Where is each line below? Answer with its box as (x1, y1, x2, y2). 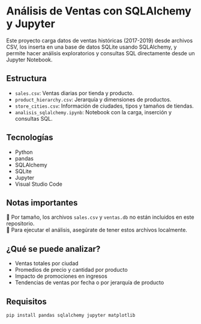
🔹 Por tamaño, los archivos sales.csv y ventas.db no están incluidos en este (6, 213, 194, 221)
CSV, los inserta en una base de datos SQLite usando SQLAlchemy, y (6, 43, 177, 50)
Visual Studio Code (14, 180, 63, 188)
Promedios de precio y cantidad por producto (14, 266, 128, 274)
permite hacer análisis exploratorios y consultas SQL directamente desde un (6, 49, 195, 57)
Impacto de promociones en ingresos (14, 272, 108, 280)
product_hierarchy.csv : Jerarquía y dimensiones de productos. (14, 96, 172, 103)
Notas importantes (6, 197, 78, 208)
